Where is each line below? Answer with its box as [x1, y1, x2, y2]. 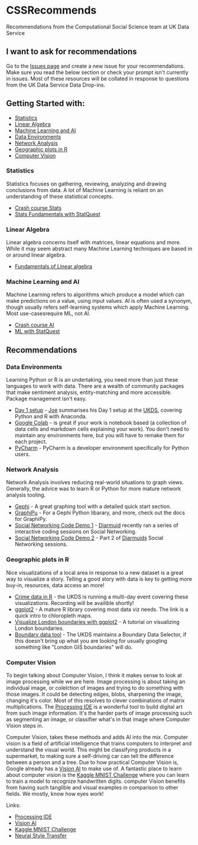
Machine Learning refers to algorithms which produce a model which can [6, 291, 184, 298]
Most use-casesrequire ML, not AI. [6, 310, 90, 317]
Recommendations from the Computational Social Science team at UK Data [6, 23, 189, 30]
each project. [14, 438, 47, 445]
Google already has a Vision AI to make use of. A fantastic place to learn [6, 765, 182, 772]
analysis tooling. [6, 491, 46, 498]
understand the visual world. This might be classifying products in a [6, 746, 171, 753]
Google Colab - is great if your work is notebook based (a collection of [14, 419, 187, 427]
